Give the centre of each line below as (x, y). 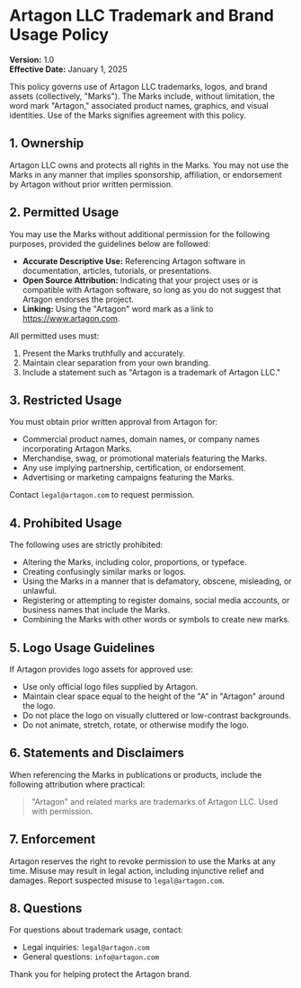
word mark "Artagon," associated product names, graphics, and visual (139, 105)
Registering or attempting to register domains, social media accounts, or (156, 600)
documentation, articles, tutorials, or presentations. (117, 270)
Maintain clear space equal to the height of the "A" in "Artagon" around (153, 696)
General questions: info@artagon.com (91, 957)
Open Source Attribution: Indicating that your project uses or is (140, 280)
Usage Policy (59, 35)
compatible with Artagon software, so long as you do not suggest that (151, 289)
